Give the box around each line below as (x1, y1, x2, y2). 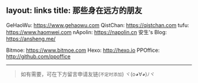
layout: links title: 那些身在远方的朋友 (6, 5, 143, 16)
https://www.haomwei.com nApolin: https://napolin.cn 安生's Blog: (6, 28, 167, 35)
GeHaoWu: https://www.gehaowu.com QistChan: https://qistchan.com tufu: (6, 21, 190, 28)
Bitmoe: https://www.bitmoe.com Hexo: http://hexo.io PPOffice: (6, 47, 160, 54)
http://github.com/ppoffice (6, 52, 71, 60)
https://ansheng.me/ (6, 35, 56, 42)
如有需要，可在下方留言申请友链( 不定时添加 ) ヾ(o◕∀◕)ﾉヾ (20, 70, 155, 78)
